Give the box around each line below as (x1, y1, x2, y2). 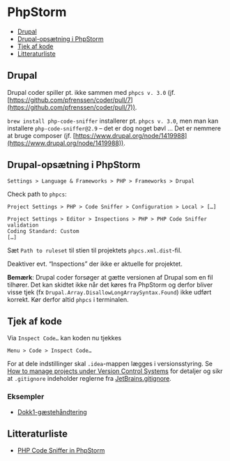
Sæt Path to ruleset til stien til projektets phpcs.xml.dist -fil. (7, 245, 183, 255)
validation (7, 221, 39, 229)
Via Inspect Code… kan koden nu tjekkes (7, 334, 122, 342)
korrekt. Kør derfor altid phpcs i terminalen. (7, 295, 129, 303)
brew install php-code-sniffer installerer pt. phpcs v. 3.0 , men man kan (7, 116, 219, 125)
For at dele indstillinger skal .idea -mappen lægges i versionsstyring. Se (7, 360, 213, 368)
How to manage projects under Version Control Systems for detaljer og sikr (7, 367, 223, 375)
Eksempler (7, 392, 45, 402)
